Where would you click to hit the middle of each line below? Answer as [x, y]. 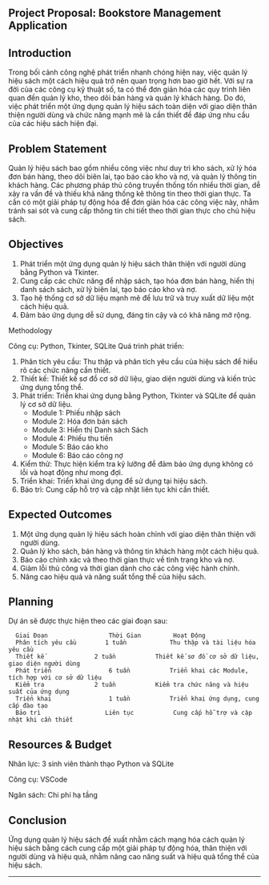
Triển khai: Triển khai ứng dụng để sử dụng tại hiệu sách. [114, 481]
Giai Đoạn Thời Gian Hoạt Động [110, 636]
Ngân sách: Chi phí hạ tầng [53, 795]
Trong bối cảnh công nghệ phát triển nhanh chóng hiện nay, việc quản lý [128, 72]
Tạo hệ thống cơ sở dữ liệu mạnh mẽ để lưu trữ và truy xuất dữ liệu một [137, 298]
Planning [31, 602]
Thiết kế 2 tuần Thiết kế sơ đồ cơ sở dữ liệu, [138, 657]
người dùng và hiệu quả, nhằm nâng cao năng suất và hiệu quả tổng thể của [134, 857]
